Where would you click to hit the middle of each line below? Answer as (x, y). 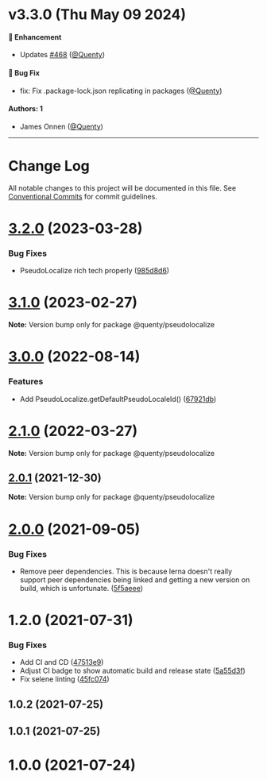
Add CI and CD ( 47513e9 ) (62, 662)
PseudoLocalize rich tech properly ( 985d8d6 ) (94, 271)
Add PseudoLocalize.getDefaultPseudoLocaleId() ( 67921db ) (118, 399)
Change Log (49, 166)
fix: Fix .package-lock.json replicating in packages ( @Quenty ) (121, 91)
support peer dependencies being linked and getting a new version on (135, 579)
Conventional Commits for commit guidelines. (83, 196)
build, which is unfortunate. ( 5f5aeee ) (81, 588)
